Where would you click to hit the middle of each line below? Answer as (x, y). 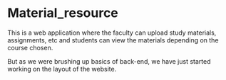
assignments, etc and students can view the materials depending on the (113, 40)
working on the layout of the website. (62, 69)
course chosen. (30, 47)
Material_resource (63, 13)
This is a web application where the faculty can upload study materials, (112, 33)
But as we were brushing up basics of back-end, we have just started (109, 61)
